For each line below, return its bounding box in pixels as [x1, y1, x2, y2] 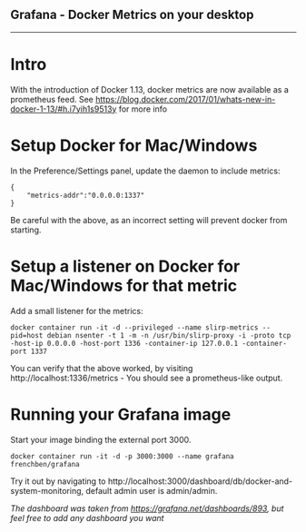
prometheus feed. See [10, 94, 94, 104]
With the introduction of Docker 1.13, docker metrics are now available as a [10, 84, 290, 94]
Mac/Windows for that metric [10, 275, 238, 296]
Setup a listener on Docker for [10, 256, 241, 276]
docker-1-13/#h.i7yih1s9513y [10, 103, 117, 114]
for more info [118, 103, 167, 114]
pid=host [10, 330, 44, 340]
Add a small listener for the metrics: [10, 305, 143, 316]
